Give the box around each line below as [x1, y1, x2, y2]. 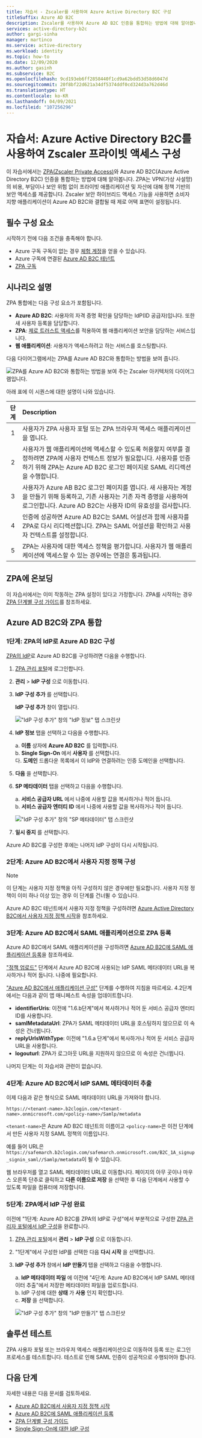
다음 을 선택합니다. [14, 769, 59, 777]
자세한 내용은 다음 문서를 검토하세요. [6, 1390, 91, 1397]
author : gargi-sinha [6, 31, 58, 37]
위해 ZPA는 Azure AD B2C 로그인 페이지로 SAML [35, 463, 168, 471]
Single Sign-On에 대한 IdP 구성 [14, 1425, 90, 1433]
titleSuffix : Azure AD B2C [6, 14, 74, 20]
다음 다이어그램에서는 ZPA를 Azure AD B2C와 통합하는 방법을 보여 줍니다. [6, 355, 180, 362]
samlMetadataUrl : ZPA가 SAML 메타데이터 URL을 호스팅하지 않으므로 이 [14, 1020, 189, 1027]
